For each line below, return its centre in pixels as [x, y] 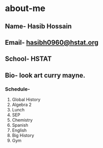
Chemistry [22, 120]
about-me [25, 8]
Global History [26, 100]
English [19, 130]
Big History [23, 135]
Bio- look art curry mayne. [45, 75]
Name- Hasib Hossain [39, 26]
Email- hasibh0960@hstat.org [52, 42]
